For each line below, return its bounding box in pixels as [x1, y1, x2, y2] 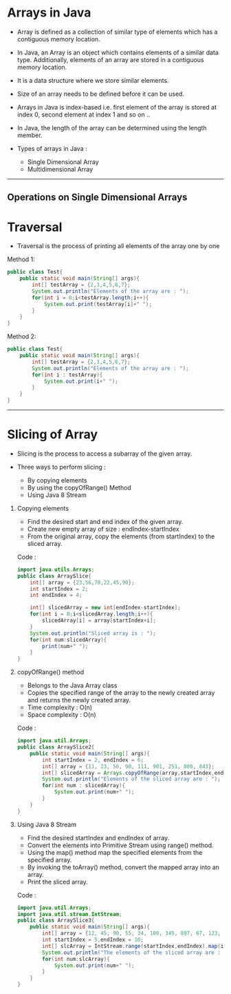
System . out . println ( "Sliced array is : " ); [30, 629, 157, 637]
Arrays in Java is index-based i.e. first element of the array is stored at [16, 103, 217, 111]
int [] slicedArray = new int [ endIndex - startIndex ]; [30, 605, 181, 611]
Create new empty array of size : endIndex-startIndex [27, 525, 180, 533]
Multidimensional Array [27, 165, 93, 173]
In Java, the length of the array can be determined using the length [16, 123, 208, 132]
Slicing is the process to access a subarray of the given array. [16, 449, 192, 458]
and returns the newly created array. [27, 696, 131, 704]
